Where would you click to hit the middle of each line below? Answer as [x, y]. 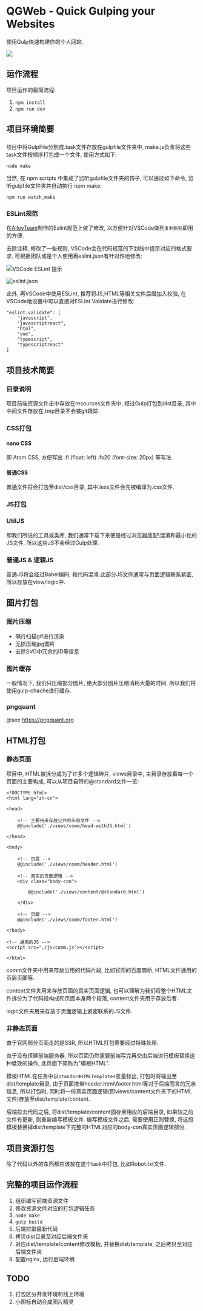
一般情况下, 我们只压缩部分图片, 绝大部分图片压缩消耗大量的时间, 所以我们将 [101, 683]
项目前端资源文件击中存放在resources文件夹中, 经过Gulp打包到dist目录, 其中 [101, 404]
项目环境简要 [30, 129]
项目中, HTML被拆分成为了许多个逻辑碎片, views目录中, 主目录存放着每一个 [100, 774]
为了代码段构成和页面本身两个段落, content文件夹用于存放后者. [100, 998]
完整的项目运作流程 [42, 1185]
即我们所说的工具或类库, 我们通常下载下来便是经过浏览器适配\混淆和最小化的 [102, 535]
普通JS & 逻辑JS [30, 560]
